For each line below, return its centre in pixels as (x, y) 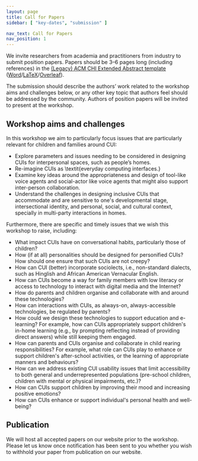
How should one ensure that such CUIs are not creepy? (82, 261)
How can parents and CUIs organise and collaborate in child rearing (98, 343)
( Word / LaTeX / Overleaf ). (35, 75)
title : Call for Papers (36, 17)
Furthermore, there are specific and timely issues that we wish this (87, 224)
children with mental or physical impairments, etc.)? (78, 381)
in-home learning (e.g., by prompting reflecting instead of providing (97, 330)
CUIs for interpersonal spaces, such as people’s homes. (83, 162)
